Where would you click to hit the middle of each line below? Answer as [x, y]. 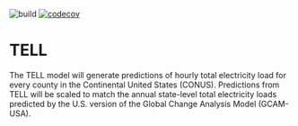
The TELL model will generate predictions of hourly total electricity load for [148, 75]
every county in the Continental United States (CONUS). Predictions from [145, 85]
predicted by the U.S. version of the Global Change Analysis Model [133, 103]
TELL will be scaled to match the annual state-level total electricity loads [143, 94]
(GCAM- [273, 103]
